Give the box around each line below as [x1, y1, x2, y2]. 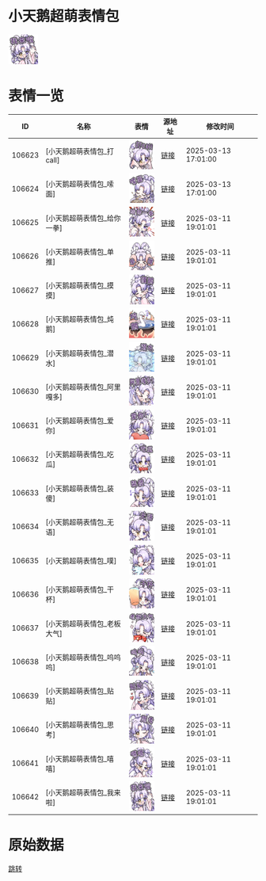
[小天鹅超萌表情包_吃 [45, 449, 115, 460]
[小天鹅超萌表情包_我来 [45, 788, 121, 797]
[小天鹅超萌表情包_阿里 [45, 382, 121, 391]
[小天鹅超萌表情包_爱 [45, 416, 115, 425]
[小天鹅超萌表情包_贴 [45, 686, 115, 696]
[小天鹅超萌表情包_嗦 [45, 179, 115, 189]
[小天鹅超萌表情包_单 [45, 246, 115, 256]
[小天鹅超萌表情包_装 [45, 483, 115, 493]
